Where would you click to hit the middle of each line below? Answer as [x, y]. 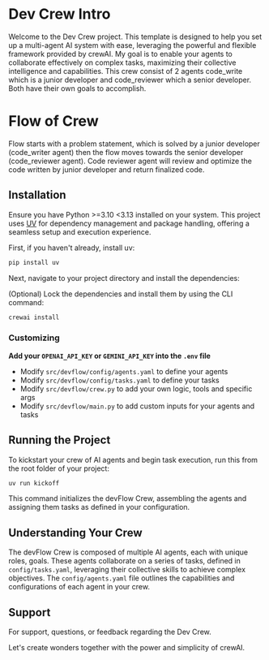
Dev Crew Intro [60, 14]
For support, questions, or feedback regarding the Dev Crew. [110, 632]
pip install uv [34, 262]
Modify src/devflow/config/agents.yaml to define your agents [124, 371]
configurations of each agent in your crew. [79, 587]
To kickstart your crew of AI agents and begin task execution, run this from [133, 459]
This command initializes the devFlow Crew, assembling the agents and [128, 498]
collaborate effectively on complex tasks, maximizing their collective [122, 63]
